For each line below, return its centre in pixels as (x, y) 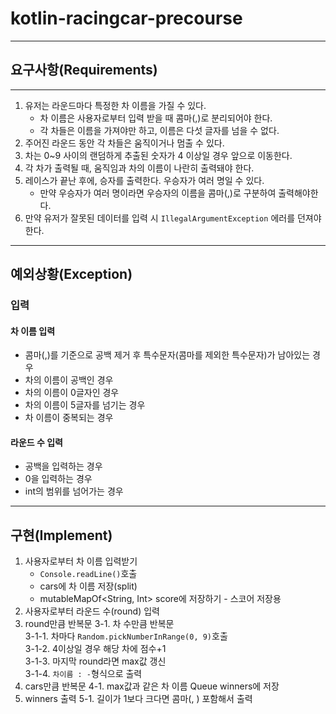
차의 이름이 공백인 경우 (69, 380)
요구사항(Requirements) (84, 70)
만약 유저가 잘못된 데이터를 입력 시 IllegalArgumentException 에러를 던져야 (173, 218)
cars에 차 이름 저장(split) (88, 586)
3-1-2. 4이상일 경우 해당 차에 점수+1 (95, 649)
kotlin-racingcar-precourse (126, 18)
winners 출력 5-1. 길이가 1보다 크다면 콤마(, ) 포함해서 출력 (138, 699)
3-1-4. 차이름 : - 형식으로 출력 (83, 674)
